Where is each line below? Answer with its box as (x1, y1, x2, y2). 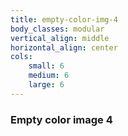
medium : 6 (28, 71, 70, 81)
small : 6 (28, 61, 65, 71)
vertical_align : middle (10, 33, 110, 43)
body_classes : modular (10, 24, 105, 34)
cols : (10, 52, 33, 62)
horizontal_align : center (10, 42, 118, 53)
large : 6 (28, 80, 65, 90)
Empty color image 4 (10, 112, 113, 126)
